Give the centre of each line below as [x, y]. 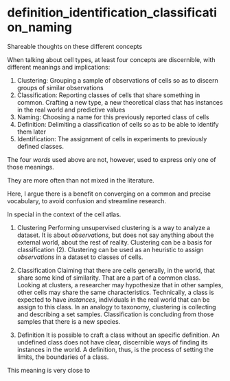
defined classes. [40, 146]
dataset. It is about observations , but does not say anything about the [115, 235]
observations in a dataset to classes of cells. [80, 257]
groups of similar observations [60, 87]
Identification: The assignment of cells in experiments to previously [112, 138]
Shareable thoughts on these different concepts [75, 46]
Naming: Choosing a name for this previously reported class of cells [113, 117]
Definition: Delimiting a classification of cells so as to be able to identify [118, 124]
